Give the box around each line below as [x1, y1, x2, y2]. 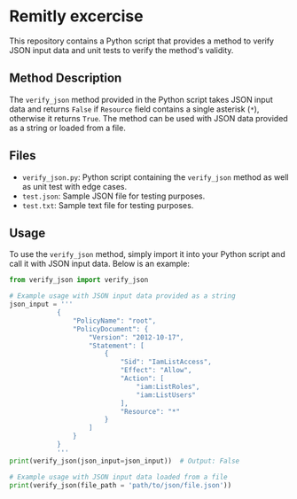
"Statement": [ [88, 341, 145, 350]
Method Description [9, 71, 122, 86]
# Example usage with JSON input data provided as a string [9, 292, 237, 300]
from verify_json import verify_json [9, 276, 149, 285]
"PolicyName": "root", [72, 316, 157, 325]
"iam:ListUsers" [136, 390, 197, 400]
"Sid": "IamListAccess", [120, 357, 213, 367]
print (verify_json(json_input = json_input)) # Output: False [9, 456, 240, 465]
